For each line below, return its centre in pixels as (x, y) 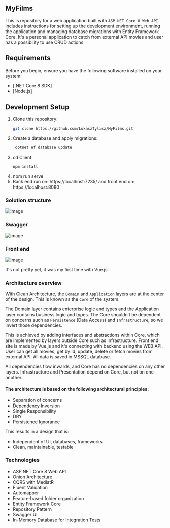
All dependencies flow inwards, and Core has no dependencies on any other (85, 367)
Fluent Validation (30, 487)
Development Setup (37, 107)
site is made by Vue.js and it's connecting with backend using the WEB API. (84, 346)
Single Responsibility (35, 411)
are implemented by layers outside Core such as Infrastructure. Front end (82, 340)
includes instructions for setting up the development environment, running (83, 26)
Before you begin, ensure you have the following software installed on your (84, 70)
